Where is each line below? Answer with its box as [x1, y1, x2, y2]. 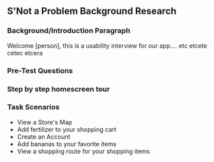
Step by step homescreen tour [7, 84, 110, 94]
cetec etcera [7, 49, 43, 57]
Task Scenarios [7, 103, 60, 112]
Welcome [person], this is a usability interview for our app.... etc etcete [7, 41, 208, 50]
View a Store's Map [16, 118, 73, 126]
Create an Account [16, 133, 71, 141]
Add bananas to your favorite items [16, 139, 117, 148]
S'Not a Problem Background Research [7, 5, 177, 17]
